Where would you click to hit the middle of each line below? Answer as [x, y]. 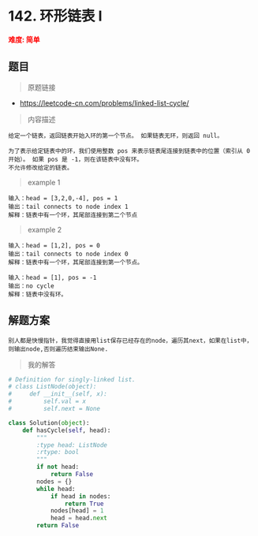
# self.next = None [54, 409]
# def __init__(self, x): [58, 394]
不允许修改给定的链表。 [41, 167]
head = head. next [79, 518]
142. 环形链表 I [55, 16]
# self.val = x [47, 402]
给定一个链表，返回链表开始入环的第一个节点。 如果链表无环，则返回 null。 [116, 136]
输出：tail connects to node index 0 [68, 254]
